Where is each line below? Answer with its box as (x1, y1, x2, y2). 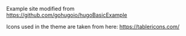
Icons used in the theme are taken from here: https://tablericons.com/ (6, 23, 180, 30)
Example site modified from (6, 5, 75, 12)
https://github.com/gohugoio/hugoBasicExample (6, 11, 127, 19)
